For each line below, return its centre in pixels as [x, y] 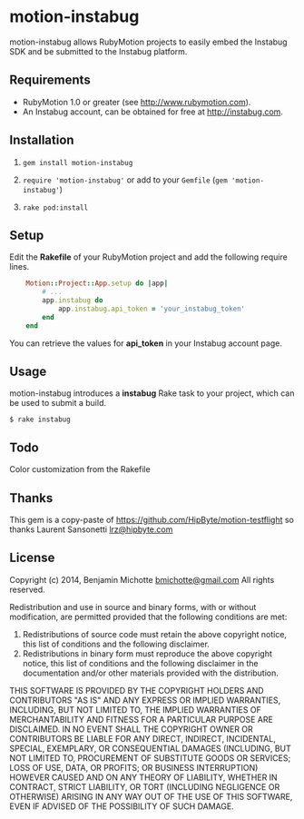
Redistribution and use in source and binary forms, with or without [133, 607]
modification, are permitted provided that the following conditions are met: [148, 617]
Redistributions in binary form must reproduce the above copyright [147, 653]
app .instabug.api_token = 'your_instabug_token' [152, 309]
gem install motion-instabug [78, 163]
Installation [42, 140]
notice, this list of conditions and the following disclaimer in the [140, 663]
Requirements [50, 80]
